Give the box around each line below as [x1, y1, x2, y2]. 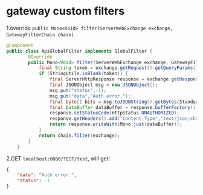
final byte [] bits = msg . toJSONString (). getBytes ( [49, 99, 180, 105]
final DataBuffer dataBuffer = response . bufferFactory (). [49, 104, 199, 110]
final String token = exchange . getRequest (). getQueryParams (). [38, 65, 201, 71]
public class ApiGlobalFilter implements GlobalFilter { [6, 48, 153, 54]
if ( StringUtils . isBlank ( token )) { [38, 71, 129, 77]
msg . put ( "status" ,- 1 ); [49, 87, 107, 93]
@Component [6, 42, 34, 48]
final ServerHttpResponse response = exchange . [49, 76, 172, 82]
